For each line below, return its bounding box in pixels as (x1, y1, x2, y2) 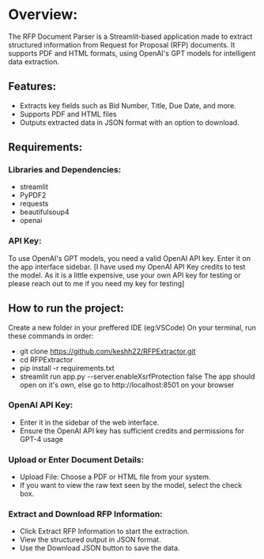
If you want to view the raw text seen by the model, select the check (19, 481, 243, 490)
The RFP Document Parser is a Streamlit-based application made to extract (8, 32, 253, 41)
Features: (8, 80, 57, 93)
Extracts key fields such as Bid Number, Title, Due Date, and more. (19, 100, 237, 110)
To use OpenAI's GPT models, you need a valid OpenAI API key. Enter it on (8, 253, 251, 263)
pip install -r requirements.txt (19, 363, 115, 372)
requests (19, 199, 49, 209)
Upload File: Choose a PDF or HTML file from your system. (19, 472, 211, 482)
